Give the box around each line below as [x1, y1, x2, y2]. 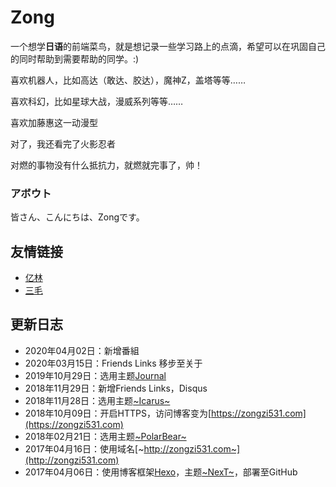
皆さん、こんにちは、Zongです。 [10, 211, 145, 223]
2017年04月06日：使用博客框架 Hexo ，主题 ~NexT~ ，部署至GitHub [24, 466, 298, 478]
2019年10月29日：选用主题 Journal [24, 369, 167, 381]
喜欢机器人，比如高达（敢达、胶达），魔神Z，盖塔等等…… [10, 74, 247, 86]
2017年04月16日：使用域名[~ [24, 442, 145, 455]
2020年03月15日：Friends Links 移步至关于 [24, 357, 203, 369]
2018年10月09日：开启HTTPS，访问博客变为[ [24, 407, 212, 419]
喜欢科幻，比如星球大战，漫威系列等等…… [10, 95, 184, 107]
